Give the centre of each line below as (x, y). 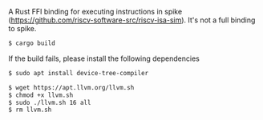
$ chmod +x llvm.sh (41, 95)
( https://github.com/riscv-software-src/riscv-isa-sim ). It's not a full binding (132, 20)
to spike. (22, 28)
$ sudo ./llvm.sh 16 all (50, 102)
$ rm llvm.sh (30, 110)
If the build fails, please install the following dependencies (104, 58)
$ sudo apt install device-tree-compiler (79, 73)
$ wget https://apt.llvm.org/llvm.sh (71, 87)
